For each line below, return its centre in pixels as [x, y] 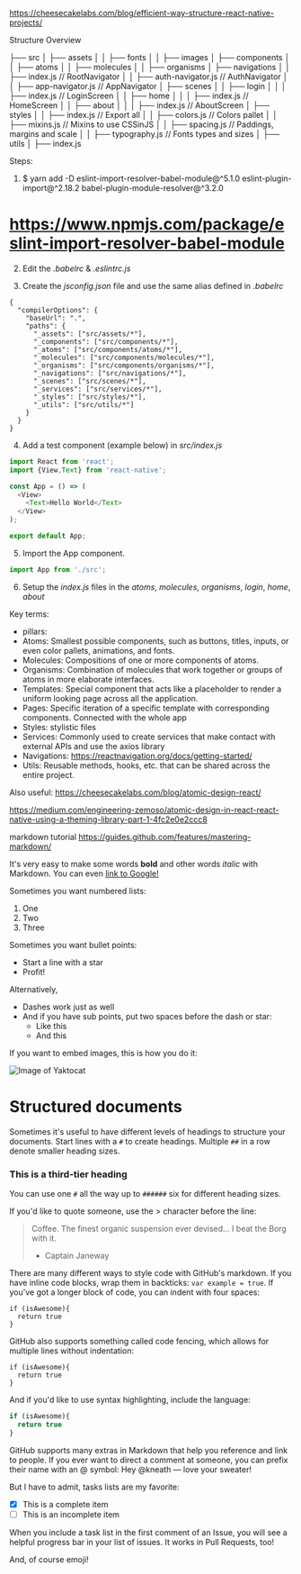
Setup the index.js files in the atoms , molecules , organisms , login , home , [156, 587]
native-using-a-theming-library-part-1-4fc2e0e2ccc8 [109, 819]
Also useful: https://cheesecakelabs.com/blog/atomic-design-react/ [136, 792]
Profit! [34, 972]
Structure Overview [45, 40]
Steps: [21, 161]
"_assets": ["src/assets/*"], [89, 334]
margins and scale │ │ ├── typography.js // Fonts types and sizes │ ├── [145, 134]
